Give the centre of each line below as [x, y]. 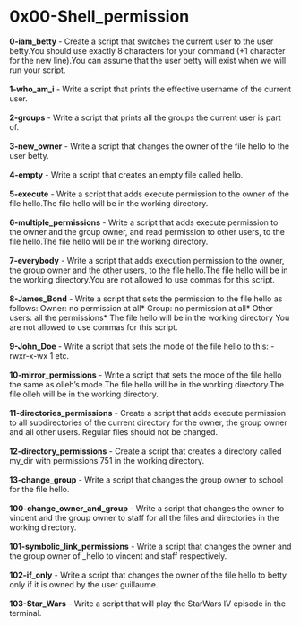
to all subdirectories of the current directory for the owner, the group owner [149, 422]
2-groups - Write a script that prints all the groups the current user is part [146, 117]
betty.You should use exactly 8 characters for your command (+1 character [147, 50]
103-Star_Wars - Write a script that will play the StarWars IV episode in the [148, 604]
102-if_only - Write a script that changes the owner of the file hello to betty [148, 575]
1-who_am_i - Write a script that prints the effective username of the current [150, 89]
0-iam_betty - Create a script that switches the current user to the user [141, 41]
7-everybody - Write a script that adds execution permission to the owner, [147, 260]
